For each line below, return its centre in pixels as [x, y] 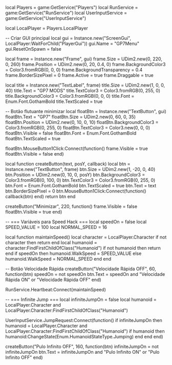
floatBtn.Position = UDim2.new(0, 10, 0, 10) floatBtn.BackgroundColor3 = [82, 122]
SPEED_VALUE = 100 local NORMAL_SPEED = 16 [56, 227]
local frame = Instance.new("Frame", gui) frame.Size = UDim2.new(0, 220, [84, 59]
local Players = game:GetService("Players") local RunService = [72, 7]
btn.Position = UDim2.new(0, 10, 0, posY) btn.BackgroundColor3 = [75, 175]
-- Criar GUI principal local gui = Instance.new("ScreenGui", [68, 38]
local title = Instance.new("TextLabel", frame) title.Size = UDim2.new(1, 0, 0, [85, 85]
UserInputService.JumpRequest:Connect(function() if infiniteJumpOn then [84, 320]
